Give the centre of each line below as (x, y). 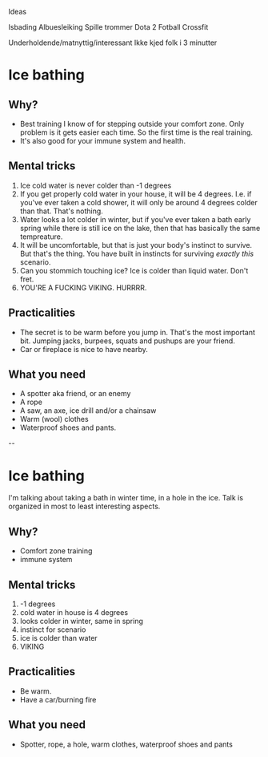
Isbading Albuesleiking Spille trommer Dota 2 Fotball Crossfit (108, 27)
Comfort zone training (56, 551)
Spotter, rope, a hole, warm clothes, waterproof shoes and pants (126, 744)
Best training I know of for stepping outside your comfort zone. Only (132, 124)
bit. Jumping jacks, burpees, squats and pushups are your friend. (128, 341)
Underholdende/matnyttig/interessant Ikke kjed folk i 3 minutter (113, 43)
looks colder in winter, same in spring (82, 621)
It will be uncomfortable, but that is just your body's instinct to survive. (136, 245)
